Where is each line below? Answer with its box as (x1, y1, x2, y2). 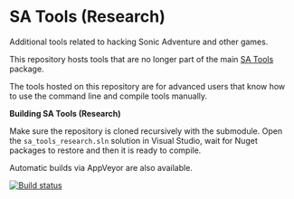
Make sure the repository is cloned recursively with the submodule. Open (9, 125, 283, 137)
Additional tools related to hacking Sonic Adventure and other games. (9, 36, 269, 47)
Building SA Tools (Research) (9, 108, 121, 118)
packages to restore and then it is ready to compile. (9, 145, 202, 156)
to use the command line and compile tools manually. (9, 90, 208, 101)
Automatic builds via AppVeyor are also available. (9, 162, 193, 173)
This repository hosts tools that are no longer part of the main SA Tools (9, 53, 274, 64)
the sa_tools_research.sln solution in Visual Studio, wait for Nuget (9, 135, 258, 146)
